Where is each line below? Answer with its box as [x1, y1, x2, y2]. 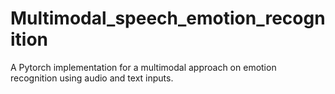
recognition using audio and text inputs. [10, 72, 174, 84]
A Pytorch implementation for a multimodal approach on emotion [10, 61, 277, 73]
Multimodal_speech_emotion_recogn [10, 7, 326, 30]
